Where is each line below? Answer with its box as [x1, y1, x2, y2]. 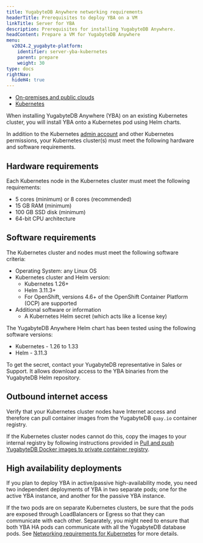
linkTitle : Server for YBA [6, 20, 75, 26]
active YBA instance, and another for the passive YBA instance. [6, 492, 166, 500]
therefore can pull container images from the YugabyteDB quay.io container [6, 414, 198, 422]
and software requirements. [6, 143, 76, 151]
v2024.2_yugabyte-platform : [12, 43, 84, 49]
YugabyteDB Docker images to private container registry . [6, 445, 150, 453]
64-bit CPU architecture [15, 215, 76, 222]
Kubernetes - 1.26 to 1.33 [15, 342, 79, 350]
